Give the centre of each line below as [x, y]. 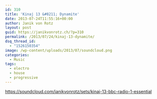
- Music [17, 59]
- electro [19, 69]
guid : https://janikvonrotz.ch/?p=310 [44, 32]
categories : [17, 55]
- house [17, 73]
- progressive [24, 78]
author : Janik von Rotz [29, 23]
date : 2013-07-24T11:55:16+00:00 [39, 19]
